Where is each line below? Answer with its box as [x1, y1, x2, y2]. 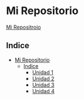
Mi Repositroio [6, 24, 41, 31]
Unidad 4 [32, 87, 55, 95]
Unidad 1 [32, 69, 54, 76]
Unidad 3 [32, 81, 55, 88]
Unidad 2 [32, 75, 55, 82]
